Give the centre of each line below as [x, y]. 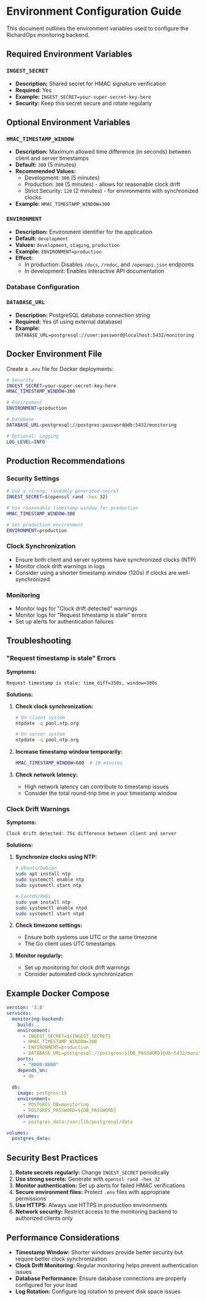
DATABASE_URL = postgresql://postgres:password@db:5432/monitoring [91, 425]
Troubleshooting [39, 641]
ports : [26, 1059]
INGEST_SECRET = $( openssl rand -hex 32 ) [57, 497]
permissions [31, 1198]
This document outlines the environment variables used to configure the [97, 28]
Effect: [24, 258]
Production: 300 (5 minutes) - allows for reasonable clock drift [102, 184]
